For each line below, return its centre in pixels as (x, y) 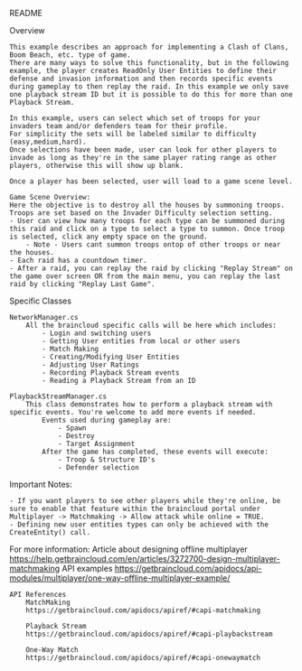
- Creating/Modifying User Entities (111, 357)
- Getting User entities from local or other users (142, 341)
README (26, 13)
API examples (87, 568)
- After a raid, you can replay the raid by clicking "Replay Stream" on (151, 268)
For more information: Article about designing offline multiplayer (129, 549)
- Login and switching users (97, 333)
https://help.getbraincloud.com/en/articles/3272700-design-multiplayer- (145, 559)
